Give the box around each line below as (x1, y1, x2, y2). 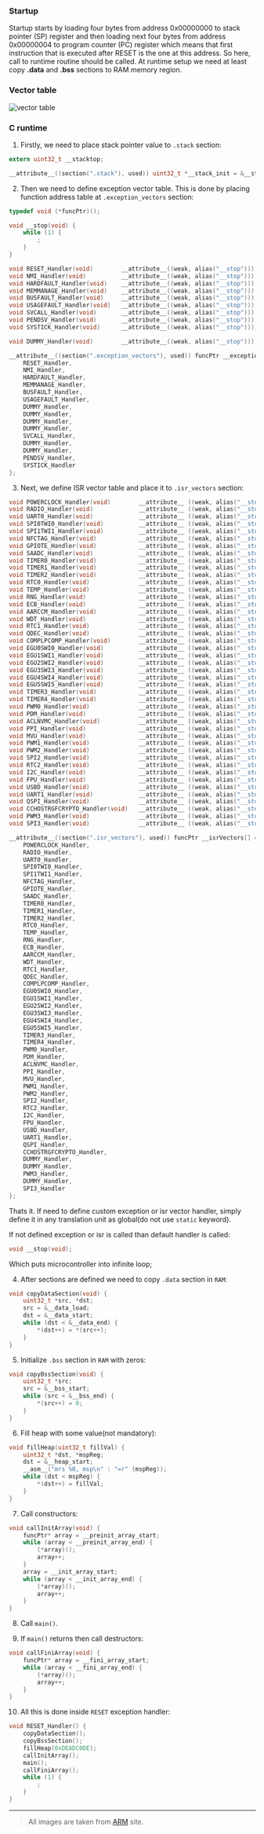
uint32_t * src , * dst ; (23, 1297, 93, 1305)
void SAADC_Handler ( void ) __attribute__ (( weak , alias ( (9, 549, 237, 557)
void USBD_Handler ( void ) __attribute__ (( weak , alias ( (9, 783, 237, 791)
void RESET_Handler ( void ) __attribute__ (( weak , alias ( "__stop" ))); (9, 265, 259, 273)
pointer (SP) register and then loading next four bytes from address (9, 31, 226, 41)
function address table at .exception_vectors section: (20, 192, 194, 201)
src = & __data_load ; (23, 1304, 90, 1312)
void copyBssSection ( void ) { (9, 1370, 104, 1378)
